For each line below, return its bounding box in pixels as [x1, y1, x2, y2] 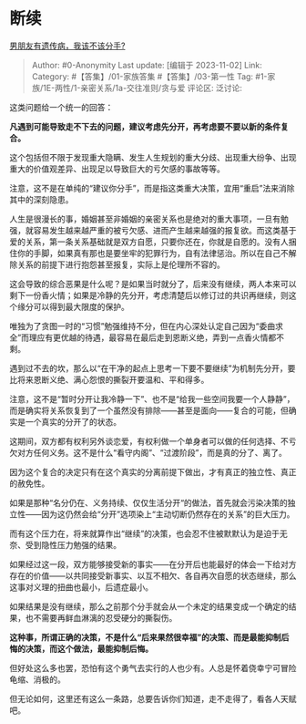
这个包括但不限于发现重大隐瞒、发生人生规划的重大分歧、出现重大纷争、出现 [9, 151, 297, 162]
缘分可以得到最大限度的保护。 [16, 301, 129, 312]
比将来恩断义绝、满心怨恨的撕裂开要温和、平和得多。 [9, 374, 209, 385]
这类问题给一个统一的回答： [9, 101, 114, 112]
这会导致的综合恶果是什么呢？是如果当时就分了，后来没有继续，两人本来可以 [9, 278, 297, 289]
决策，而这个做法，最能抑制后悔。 [25, 643, 153, 654]
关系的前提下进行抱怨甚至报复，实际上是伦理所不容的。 [16, 259, 225, 270]
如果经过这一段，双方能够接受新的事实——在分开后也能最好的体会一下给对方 [9, 558, 297, 570]
